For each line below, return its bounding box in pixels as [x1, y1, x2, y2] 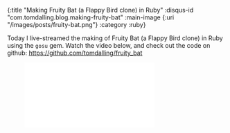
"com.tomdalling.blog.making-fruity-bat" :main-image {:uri [7, 13, 175, 21]
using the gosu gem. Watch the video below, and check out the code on [7, 42, 211, 49]
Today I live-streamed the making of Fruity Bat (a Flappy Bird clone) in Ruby [7, 34, 223, 42]
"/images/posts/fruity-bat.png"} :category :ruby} [7, 21, 146, 28]
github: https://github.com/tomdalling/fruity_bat [7, 48, 143, 57]
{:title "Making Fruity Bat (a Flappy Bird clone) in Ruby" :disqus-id [7, 6, 194, 14]
